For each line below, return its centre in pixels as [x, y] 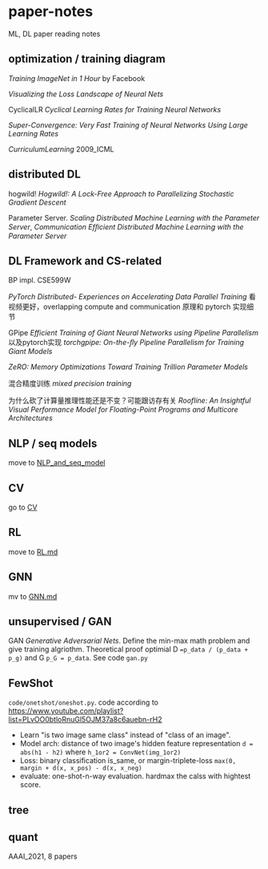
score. [30, 785]
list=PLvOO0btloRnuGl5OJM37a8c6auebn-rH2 [85, 720]
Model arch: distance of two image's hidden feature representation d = [136, 744]
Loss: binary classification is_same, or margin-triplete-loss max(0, [128, 761]
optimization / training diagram [87, 59]
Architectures [31, 418]
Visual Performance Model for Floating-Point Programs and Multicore [123, 410]
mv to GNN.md [33, 596]
